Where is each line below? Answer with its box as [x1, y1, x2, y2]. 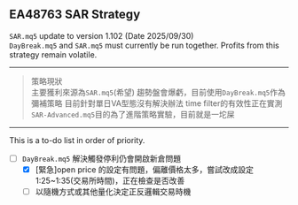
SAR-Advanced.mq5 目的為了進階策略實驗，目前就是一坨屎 [30, 109, 235, 119]
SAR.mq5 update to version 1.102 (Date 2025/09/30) [9, 30, 194, 41]
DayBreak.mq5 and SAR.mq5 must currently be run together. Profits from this [9, 40, 279, 50]
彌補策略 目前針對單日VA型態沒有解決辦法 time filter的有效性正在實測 [30, 97, 283, 109]
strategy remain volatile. [9, 49, 98, 60]
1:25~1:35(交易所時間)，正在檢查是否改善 [35, 175, 185, 186]
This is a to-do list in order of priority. [9, 134, 145, 145]
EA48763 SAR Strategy [9, 7, 141, 22]
